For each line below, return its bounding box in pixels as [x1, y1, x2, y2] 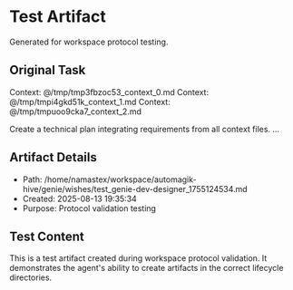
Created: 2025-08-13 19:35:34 [22, 193, 138, 204]
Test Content [9, 228, 84, 244]
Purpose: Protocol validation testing [22, 202, 157, 214]
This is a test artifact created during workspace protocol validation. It [9, 253, 268, 264]
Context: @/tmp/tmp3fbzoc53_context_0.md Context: [9, 86, 210, 97]
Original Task [9, 63, 86, 78]
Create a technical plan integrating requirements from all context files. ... [9, 123, 279, 134]
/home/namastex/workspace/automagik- [44, 174, 197, 185]
